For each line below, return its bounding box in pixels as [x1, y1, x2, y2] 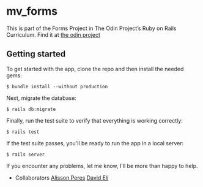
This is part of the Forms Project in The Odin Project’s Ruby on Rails [6, 25, 177, 32]
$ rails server [6, 151, 45, 158]
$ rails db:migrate [6, 106, 56, 112]
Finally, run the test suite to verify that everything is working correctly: [6, 116, 183, 124]
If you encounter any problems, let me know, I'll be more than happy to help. [6, 162, 198, 169]
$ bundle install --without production [6, 83, 108, 90]
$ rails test [6, 129, 40, 135]
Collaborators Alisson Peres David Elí [15, 174, 109, 181]
